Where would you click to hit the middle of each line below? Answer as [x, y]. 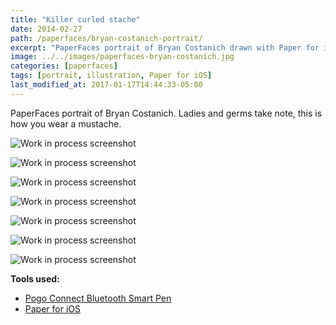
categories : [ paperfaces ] [64, 66]
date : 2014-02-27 [46, 29]
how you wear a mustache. [66, 123]
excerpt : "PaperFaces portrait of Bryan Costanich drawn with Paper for [165, 47]
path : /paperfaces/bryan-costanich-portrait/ [106, 38]
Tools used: [35, 278]
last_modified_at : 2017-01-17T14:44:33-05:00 [106, 85]
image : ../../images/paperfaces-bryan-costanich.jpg [122, 57]
